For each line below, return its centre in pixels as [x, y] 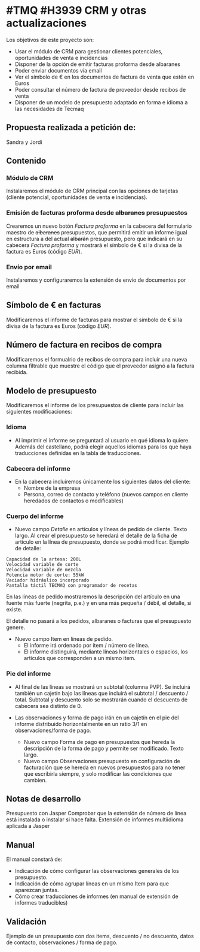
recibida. [17, 372]
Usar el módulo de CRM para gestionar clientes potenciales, [89, 51]
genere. [16, 628]
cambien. [35, 780]
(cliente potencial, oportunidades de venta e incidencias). [77, 197]
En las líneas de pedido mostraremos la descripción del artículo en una [93, 596]
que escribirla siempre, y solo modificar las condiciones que [98, 773]
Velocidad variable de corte [42, 565]
